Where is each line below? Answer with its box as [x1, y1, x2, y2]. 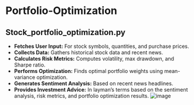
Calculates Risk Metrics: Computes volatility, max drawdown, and [13, 55, 174, 62]
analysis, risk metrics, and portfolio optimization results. [13, 92, 149, 99]
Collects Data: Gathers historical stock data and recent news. [13, 49, 164, 56]
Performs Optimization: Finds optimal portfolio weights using [13, 68, 164, 74]
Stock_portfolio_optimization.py [5, 27, 125, 37]
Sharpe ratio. [13, 61, 46, 68]
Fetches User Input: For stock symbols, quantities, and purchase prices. [13, 43, 189, 50]
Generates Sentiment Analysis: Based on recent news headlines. [13, 80, 173, 87]
